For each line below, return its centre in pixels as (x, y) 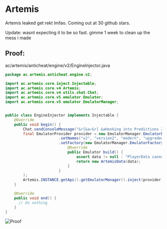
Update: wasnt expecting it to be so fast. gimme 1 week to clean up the (78, 32)
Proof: (15, 53)
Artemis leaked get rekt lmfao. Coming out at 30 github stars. (68, 23)
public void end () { (35, 198)
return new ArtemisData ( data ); (109, 161)
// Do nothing (33, 203)
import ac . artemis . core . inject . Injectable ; (51, 83)
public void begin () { (38, 124)
